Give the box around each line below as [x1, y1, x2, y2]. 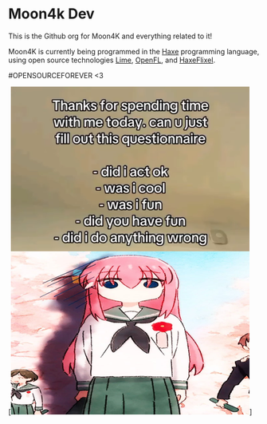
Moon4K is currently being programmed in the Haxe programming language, [8, 46, 260, 56]
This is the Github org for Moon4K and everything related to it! [8, 31, 213, 41]
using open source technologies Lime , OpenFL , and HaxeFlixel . [8, 55, 216, 65]
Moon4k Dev [8, 5, 95, 23]
